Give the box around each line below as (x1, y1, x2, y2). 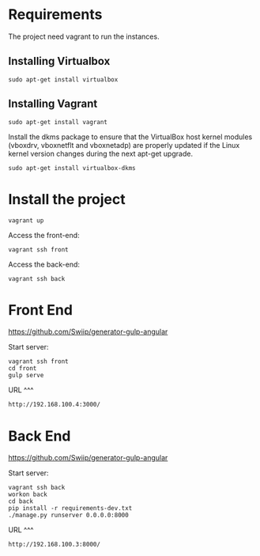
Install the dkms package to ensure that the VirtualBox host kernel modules (8, 132, 253, 142)
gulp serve (8, 372, 44, 380)
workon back (8, 490, 47, 499)
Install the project (8, 190, 126, 208)
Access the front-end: (8, 230, 81, 240)
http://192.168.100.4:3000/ (8, 401, 101, 409)
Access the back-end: (8, 259, 81, 269)
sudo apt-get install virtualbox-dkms (8, 164, 136, 172)
